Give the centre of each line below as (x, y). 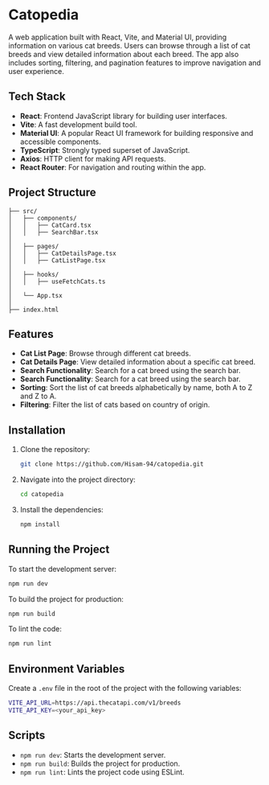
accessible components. (61, 142)
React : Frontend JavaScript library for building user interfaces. (123, 116)
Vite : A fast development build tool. (79, 124)
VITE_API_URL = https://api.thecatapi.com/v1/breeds (95, 703)
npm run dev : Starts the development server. (93, 754)
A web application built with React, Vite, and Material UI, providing (118, 37)
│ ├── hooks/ (34, 274)
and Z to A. (38, 397)
